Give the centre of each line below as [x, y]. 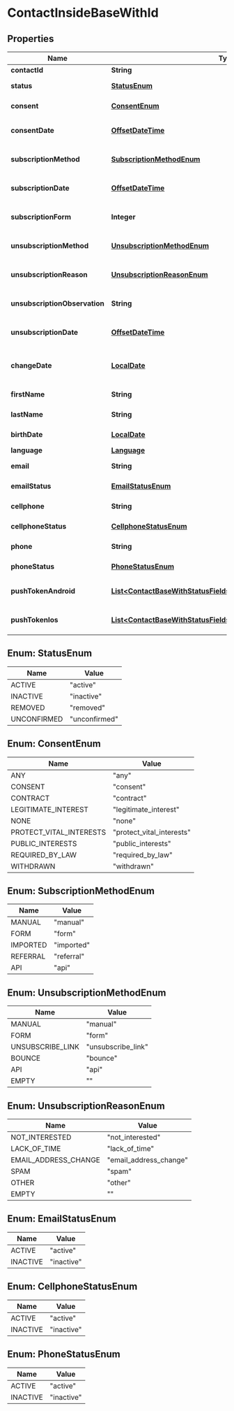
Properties [31, 39]
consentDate [32, 130]
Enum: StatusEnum [50, 653]
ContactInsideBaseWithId [83, 13]
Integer [123, 217]
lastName [27, 414]
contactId [27, 70]
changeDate [31, 365]
